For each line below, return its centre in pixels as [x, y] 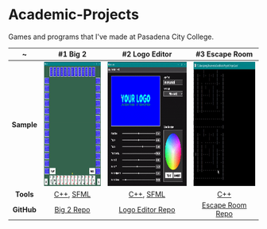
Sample [25, 124]
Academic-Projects [74, 15]
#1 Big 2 [73, 54]
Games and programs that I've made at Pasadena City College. [111, 37]
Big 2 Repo [72, 209]
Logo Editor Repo [147, 209]
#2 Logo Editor [147, 54]
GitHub [25, 209]
